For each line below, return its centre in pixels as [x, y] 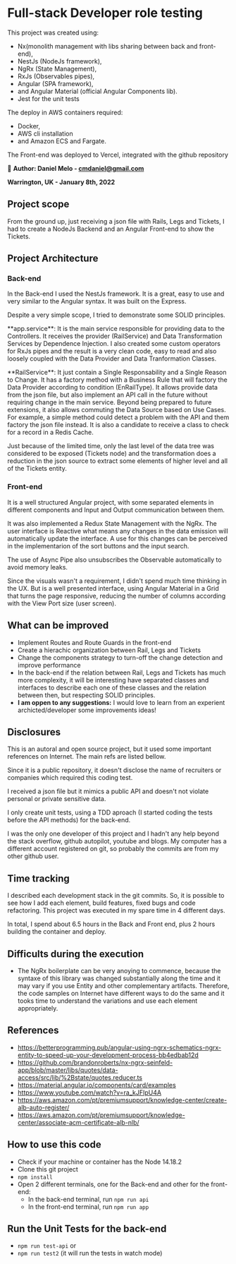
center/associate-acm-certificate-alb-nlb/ [78, 1122]
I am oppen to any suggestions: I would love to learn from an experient [121, 702]
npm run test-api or [46, 1246]
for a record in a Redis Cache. [50, 433]
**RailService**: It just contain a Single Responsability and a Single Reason [117, 373]
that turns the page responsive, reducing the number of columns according [117, 596]
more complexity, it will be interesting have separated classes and [113, 680]
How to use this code [54, 1145]
